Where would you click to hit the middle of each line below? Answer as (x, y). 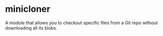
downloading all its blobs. (31, 28)
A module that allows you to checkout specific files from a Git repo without (81, 23)
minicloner (28, 9)
